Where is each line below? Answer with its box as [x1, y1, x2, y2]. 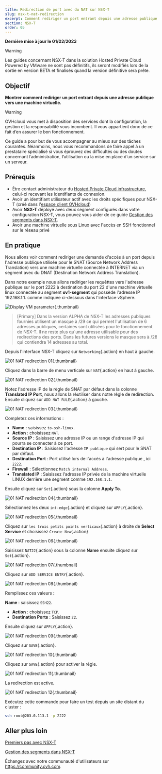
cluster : [5, 704, 21, 709]
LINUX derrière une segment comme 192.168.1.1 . [12, 476, 113, 482]
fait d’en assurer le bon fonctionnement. [5, 129, 85, 135]
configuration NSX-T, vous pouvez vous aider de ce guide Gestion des [12, 212, 153, 218]
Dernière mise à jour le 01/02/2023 [5, 38, 77, 44]
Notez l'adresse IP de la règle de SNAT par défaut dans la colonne [5, 386, 137, 392]
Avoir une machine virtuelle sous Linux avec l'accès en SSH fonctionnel [12, 222, 155, 228]
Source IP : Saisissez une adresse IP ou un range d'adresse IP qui [12, 435, 144, 441]
